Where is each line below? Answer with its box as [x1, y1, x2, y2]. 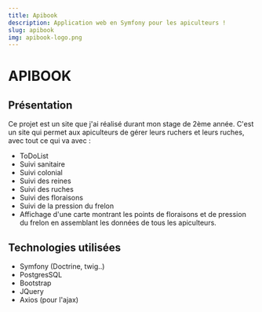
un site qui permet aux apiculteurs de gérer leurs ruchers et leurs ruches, [8, 127, 245, 138]
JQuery [19, 287, 45, 296]
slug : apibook [8, 26, 55, 34]
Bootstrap [19, 278, 52, 288]
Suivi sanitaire [19, 160, 65, 169]
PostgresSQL [19, 270, 63, 280]
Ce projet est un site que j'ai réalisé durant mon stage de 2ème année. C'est [8, 119, 254, 129]
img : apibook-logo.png [8, 33, 82, 42]
